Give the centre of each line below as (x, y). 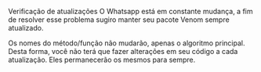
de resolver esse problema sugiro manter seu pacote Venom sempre (119, 20)
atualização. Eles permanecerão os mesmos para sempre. (102, 59)
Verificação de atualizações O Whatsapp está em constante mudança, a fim (130, 11)
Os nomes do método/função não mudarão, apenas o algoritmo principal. (127, 43)
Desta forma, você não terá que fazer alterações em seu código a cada (123, 51)
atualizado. (26, 28)
